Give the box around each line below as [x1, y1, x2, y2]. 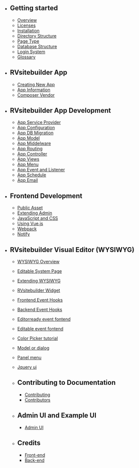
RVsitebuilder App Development [9, 106, 111, 115]
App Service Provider [17, 119, 61, 125]
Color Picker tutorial [17, 335, 58, 341]
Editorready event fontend [17, 316, 71, 322]
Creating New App [17, 81, 55, 87]
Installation [17, 27, 40, 34]
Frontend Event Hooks [17, 297, 63, 303]
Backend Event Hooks [17, 307, 63, 312]
